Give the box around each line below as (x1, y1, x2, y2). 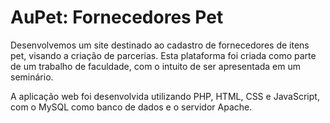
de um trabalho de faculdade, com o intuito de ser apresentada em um (10, 60, 302, 72)
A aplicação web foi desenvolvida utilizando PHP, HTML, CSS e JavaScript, (10, 90, 320, 102)
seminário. (10, 71, 54, 83)
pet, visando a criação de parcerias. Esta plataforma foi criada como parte (10, 49, 317, 61)
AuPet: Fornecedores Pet (10, 6, 224, 29)
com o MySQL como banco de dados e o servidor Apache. (10, 101, 253, 113)
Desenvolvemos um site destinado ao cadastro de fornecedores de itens (10, 39, 310, 51)
